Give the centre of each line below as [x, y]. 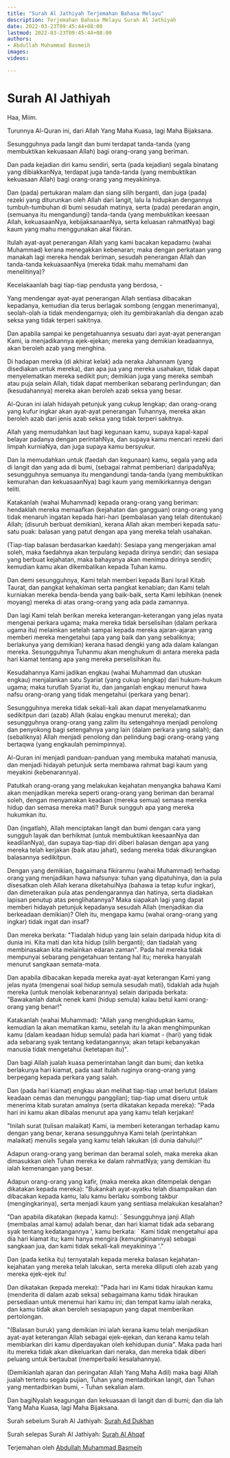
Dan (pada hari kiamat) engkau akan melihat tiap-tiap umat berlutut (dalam [113, 1090]
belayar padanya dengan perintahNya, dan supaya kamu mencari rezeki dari [115, 439]
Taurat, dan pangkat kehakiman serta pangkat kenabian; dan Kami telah [108, 587]
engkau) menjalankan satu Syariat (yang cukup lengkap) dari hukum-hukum [114, 680]
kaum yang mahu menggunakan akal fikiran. [70, 229]
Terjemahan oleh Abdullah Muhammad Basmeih [75, 1447]
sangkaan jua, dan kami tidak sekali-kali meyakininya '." [85, 1246]
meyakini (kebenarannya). [44, 772]
